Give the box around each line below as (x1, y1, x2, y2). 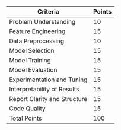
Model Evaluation (9, 66, 58, 74)
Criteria (37, 8, 59, 15)
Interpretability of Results (9, 85, 79, 93)
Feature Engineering (9, 27, 66, 35)
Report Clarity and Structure (9, 95, 88, 103)
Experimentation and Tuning (9, 75, 88, 84)
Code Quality (9, 104, 46, 112)
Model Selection (9, 47, 55, 55)
